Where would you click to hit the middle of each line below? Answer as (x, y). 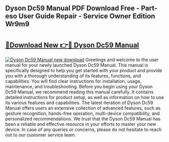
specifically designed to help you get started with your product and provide (84, 70)
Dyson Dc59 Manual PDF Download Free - (73, 8)
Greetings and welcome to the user (122, 60)
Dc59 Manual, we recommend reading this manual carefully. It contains (79, 92)
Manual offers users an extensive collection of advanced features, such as (83, 108)
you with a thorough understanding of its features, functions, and (73, 76)
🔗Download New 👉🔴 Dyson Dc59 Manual (72, 45)
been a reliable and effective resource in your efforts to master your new (81, 124)
